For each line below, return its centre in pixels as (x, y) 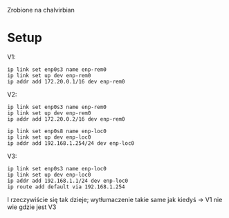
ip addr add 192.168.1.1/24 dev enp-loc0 (68, 181)
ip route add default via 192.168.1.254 (66, 187)
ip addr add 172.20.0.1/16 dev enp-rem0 (66, 81)
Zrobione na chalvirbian (41, 10)
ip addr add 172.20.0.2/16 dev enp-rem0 (66, 119)
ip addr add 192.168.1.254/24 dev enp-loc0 (71, 143)
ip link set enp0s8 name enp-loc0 (57, 131)
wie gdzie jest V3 (32, 207)
